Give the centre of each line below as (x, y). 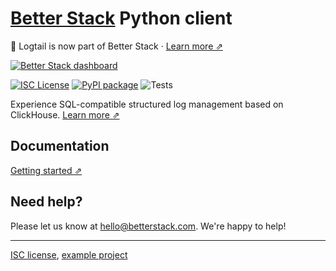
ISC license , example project (69, 254)
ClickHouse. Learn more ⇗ (65, 114)
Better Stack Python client (121, 18)
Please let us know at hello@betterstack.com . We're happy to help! (148, 226)
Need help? (46, 202)
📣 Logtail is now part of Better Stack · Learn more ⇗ (116, 46)
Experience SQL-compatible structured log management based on (147, 104)
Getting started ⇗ (46, 170)
